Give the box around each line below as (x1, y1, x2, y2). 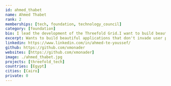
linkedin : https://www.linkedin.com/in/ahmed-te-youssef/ (5, 40, 131, 46)
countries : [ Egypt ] (5, 64, 47, 69)
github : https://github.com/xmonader (5, 45, 85, 50)
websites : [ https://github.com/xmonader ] (5, 50, 95, 55)
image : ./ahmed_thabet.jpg (5, 54, 63, 60)
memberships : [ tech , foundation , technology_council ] (5, 21, 122, 27)
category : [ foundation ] (5, 26, 56, 31)
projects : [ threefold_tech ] (5, 59, 65, 64)
